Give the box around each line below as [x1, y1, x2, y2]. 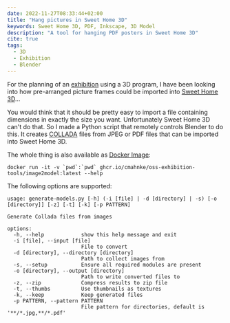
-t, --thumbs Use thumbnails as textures [13, 285, 162, 292]
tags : [7, 42, 23, 49]
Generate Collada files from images [7, 213, 112, 220]
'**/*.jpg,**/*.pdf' [7, 309, 67, 316]
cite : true [7, 36, 39, 43]
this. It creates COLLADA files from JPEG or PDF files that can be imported [7, 130, 219, 138]
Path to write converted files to [81, 273, 180, 280]
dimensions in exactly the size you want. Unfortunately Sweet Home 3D [7, 115, 211, 124]
